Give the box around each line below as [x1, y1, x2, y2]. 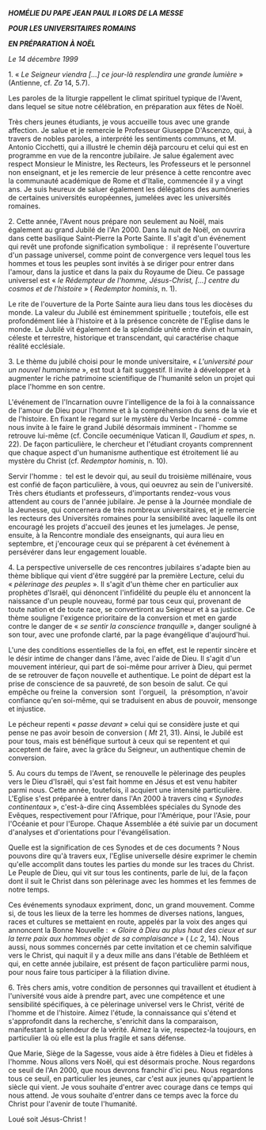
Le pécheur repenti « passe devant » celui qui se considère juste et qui [8, 720, 240, 729]
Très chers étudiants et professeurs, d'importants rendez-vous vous [8, 489, 231, 497]
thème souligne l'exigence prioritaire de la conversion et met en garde [8, 613, 237, 622]
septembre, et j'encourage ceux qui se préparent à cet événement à [8, 539, 230, 548]
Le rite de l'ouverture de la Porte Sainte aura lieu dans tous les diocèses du [8, 299, 253, 309]
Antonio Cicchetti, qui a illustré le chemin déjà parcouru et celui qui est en [8, 143, 249, 151]
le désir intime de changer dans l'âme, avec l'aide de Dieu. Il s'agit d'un [8, 654, 241, 663]
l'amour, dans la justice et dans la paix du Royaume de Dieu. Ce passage [8, 267, 245, 276]
